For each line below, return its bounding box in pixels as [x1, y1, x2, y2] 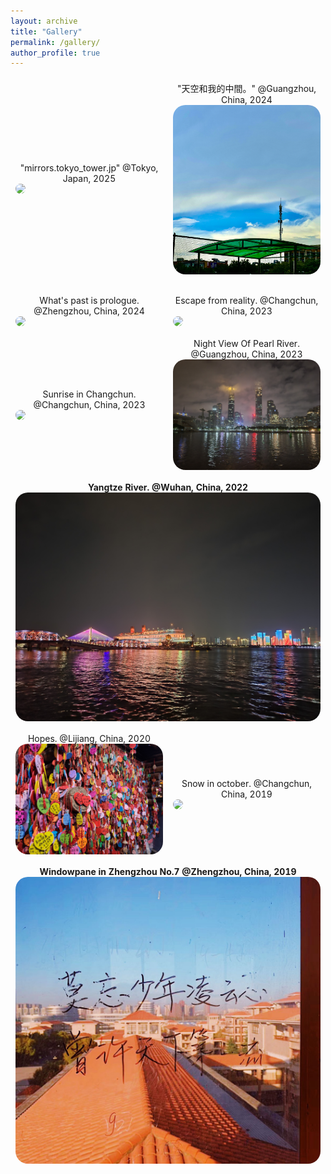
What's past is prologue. [39, 295, 140, 307]
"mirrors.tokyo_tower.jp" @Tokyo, [19, 162, 159, 174]
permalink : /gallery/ [10, 37, 101, 47]
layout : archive [10, 16, 78, 26]
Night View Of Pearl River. [193, 338, 300, 350]
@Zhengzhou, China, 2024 [33, 305, 145, 317]
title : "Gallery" [10, 26, 83, 37]
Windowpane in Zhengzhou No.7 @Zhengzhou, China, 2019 [39, 866, 297, 878]
